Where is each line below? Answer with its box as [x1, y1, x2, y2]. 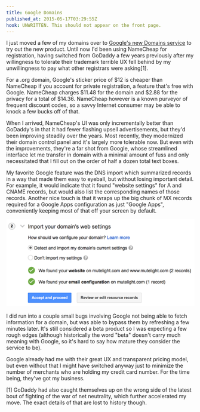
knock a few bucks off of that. [6, 108, 80, 115]
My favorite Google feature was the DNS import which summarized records [6, 169, 192, 176]
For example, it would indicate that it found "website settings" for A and [6, 182, 182, 189]
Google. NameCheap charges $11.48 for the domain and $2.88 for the [6, 89, 178, 96]
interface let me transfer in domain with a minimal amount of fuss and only [6, 151, 189, 158]
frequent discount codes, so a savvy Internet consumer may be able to [6, 102, 180, 109]
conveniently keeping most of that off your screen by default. [6, 207, 157, 214]
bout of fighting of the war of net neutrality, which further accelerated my [6, 392, 187, 399]
